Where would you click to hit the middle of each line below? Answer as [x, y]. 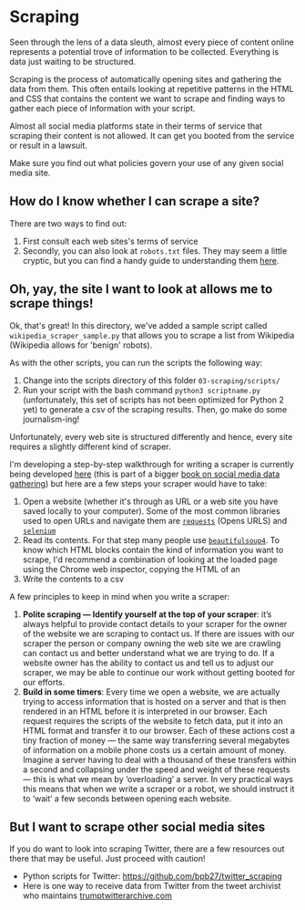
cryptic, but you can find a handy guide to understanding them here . [151, 260]
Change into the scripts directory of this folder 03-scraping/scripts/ [151, 380]
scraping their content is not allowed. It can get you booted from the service [152, 135]
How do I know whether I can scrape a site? [135, 201]
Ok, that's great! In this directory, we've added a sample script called [138, 325]
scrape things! [51, 303]
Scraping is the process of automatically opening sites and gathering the [146, 78]
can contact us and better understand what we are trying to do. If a [148, 653]
